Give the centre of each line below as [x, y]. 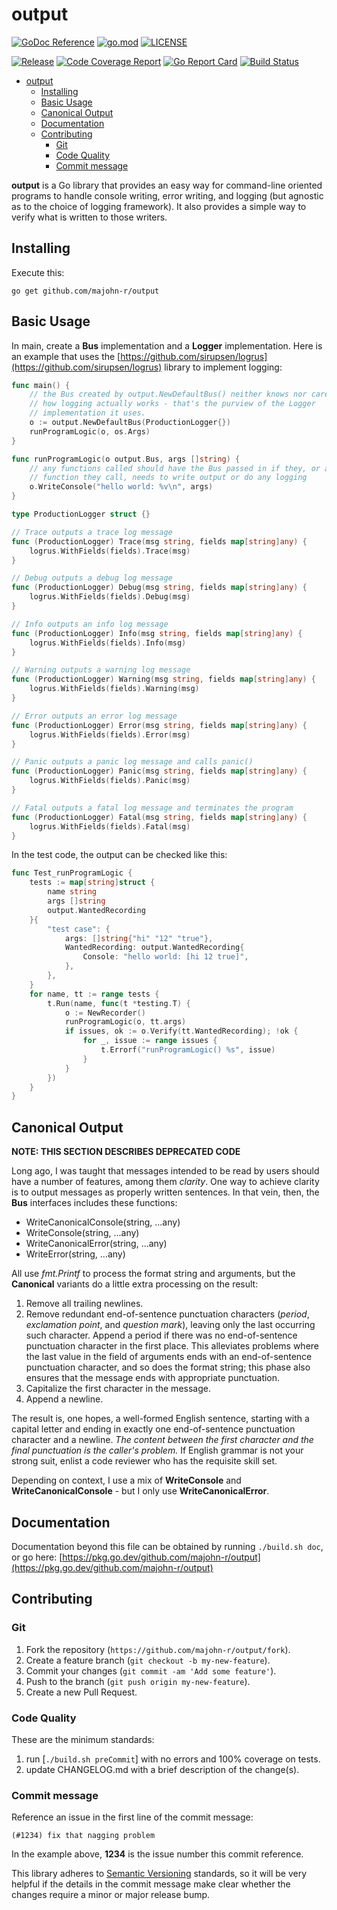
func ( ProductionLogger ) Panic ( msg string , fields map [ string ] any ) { [159, 771]
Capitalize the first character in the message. [118, 1389]
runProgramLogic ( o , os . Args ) [90, 431]
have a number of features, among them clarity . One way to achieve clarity [165, 1182]
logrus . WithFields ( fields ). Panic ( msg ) [110, 781]
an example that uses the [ [66, 356]
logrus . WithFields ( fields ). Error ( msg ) [110, 734]
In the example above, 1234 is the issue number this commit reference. [157, 1854]
